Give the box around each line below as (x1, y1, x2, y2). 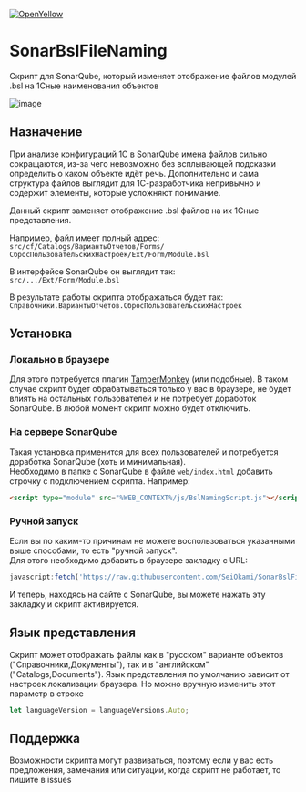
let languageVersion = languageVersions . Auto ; (9, 705, 189, 715)
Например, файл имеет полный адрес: (9, 232, 160, 243)
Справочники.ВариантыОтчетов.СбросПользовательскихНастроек (9, 301, 243, 310)
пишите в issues (9, 775, 72, 786)
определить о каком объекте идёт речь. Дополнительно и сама (9, 168, 260, 179)
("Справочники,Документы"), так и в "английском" (9, 659, 209, 670)
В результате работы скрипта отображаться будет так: (9, 292, 224, 303)
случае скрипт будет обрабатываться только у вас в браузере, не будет (9, 384, 291, 395)
